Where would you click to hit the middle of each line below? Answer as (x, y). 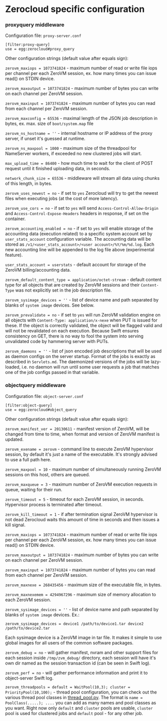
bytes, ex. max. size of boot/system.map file (49, 124)
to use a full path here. (28, 459)
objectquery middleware (36, 385)
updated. (14, 439)
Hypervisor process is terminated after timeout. (54, 504)
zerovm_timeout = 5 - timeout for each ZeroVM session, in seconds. (75, 499)
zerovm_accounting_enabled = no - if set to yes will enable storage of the (79, 229)
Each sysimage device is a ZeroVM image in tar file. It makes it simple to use (83, 637)
